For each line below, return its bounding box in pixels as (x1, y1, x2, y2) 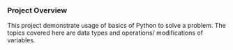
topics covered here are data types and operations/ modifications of (7, 28, 204, 37)
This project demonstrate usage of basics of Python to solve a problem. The (7, 22, 227, 30)
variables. (7, 36, 36, 44)
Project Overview (7, 6, 68, 15)
